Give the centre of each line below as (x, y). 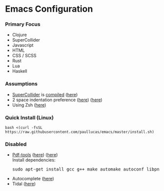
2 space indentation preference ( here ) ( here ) (57, 100)
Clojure (19, 35)
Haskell (20, 71)
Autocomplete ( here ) (33, 179)
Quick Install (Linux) (29, 117)
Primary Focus (23, 24)
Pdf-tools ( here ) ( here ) (35, 155)
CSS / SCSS (24, 56)
